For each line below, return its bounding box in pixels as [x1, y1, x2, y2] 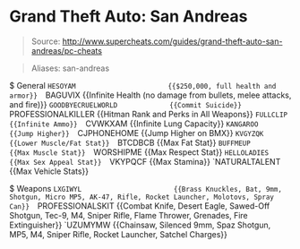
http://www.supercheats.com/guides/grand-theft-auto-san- [62, 36, 283, 47]
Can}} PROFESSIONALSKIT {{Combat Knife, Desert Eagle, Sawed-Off [9, 200, 270, 211]
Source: [30, 36, 61, 47]
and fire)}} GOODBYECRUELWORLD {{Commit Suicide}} [9, 99, 242, 109]
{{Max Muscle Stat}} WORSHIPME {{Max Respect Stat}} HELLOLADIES [9, 146, 270, 158]
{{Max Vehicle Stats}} [9, 166, 90, 176]
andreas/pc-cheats [30, 45, 103, 56]
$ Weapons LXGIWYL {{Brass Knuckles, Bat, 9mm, [9, 183, 282, 193]
